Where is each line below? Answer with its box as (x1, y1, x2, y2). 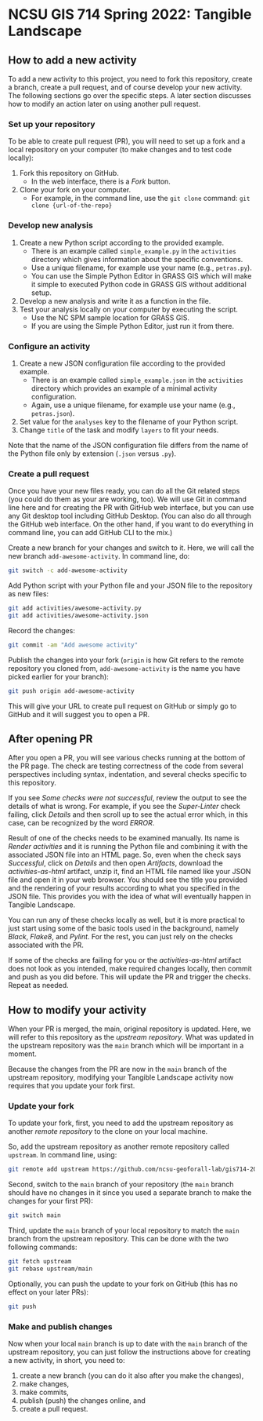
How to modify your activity (8, 1003, 147, 1017)
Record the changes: (8, 625, 76, 635)
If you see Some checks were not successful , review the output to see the (8, 793, 247, 803)
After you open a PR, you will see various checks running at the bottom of (8, 753, 246, 763)
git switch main (8, 1211, 61, 1219)
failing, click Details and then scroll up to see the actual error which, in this (8, 810, 248, 819)
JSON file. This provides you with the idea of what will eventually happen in (8, 892, 252, 902)
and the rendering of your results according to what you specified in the (8, 884, 240, 893)
